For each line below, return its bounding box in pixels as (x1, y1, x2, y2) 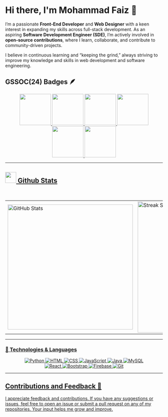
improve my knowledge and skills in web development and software (5, 57, 145, 63)
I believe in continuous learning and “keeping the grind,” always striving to (5, 52, 158, 58)
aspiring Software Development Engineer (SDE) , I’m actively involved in (5, 31, 154, 37)
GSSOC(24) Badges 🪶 (5, 77, 76, 86)
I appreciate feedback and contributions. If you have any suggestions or (5, 395, 153, 401)
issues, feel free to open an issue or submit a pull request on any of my (5, 400, 151, 406)
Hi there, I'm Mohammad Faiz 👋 (5, 4, 137, 16)
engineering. (5, 62, 31, 68)
